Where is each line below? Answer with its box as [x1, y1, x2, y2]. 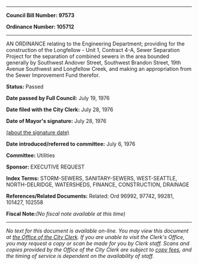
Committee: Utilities [6, 152, 55, 159]
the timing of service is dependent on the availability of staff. [6, 253, 154, 259]
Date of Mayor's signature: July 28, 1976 [6, 118, 107, 124]
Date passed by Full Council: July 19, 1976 [6, 95, 110, 101]
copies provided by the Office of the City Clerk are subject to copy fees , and [6, 246, 192, 253]
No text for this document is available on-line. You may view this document [6, 227, 189, 234]
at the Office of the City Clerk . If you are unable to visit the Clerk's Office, [6, 234, 185, 240]
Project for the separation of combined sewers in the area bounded [6, 53, 170, 60]
